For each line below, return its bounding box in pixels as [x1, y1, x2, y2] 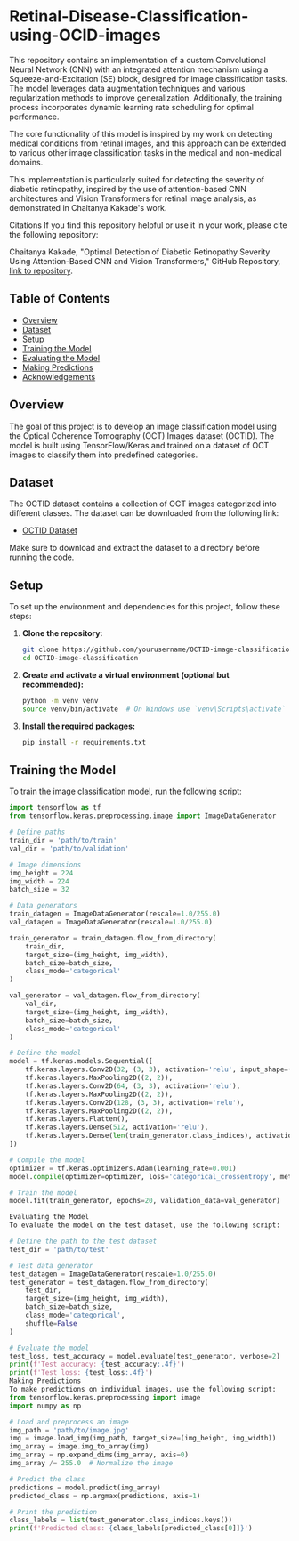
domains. [9, 157, 44, 167]
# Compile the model [9, 1155, 86, 1165]
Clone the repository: [21, 628, 103, 639]
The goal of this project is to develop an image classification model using [9, 421, 278, 432]
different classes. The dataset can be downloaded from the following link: [9, 508, 279, 519]
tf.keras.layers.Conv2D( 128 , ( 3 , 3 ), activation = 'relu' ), [25, 1098, 245, 1107]
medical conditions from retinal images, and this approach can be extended [9, 138, 287, 149]
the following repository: [9, 229, 99, 239]
